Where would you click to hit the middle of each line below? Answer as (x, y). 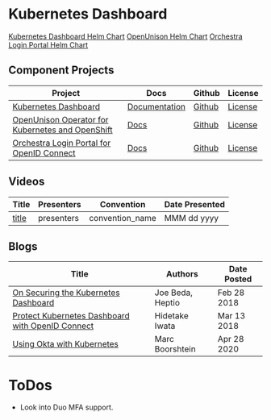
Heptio (167, 303)
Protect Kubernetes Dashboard (71, 316)
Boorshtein (175, 349)
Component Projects (61, 71)
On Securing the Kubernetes (66, 293)
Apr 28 (231, 339)
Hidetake (172, 316)
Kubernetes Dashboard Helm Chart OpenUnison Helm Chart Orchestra (126, 36)
